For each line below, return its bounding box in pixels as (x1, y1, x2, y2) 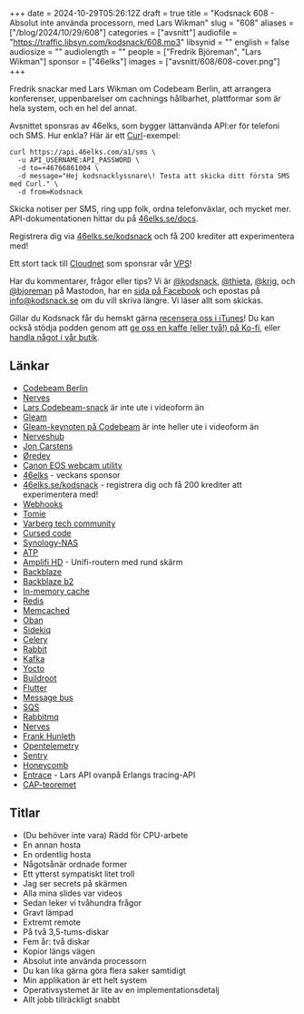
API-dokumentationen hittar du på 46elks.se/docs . (9, 213, 199, 224)
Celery (22, 634, 48, 644)
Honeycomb (22, 759, 69, 770)
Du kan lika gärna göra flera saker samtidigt (22, 965, 186, 976)
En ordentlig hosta (22, 848, 92, 859)
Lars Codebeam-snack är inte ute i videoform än (22, 401, 204, 412)
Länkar (9, 359, 50, 374)
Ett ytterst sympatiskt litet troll (22, 868, 135, 879)
